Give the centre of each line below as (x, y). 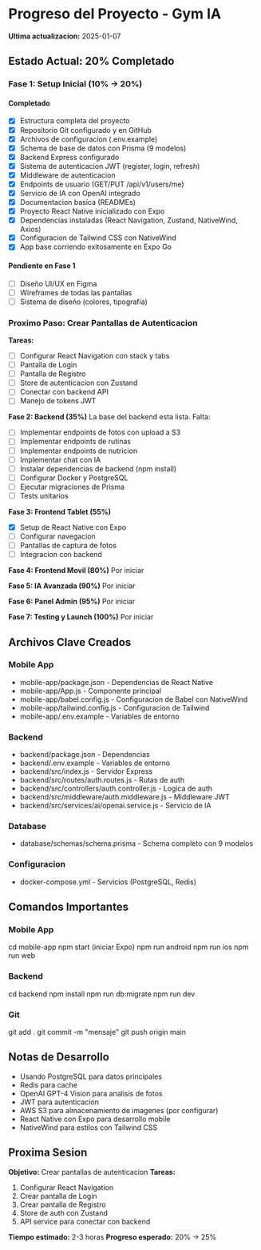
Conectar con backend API (64, 392)
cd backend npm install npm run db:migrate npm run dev (102, 994)
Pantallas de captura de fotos (68, 546)
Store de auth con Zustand (63, 1212)
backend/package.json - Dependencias (85, 755)
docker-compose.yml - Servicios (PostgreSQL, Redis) (108, 882)
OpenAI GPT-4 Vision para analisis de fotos (91, 1093)
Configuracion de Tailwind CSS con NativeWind (98, 238)
